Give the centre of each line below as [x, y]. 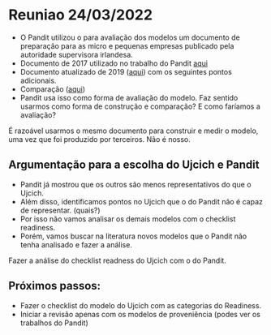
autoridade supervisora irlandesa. [77, 54]
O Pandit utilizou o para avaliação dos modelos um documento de [130, 37]
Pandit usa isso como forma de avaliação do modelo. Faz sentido [129, 97]
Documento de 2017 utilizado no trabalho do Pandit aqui [114, 63]
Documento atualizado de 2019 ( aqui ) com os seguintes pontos [126, 71]
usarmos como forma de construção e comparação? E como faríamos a [140, 106]
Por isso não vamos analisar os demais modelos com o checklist [128, 219]
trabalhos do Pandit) [54, 323]
